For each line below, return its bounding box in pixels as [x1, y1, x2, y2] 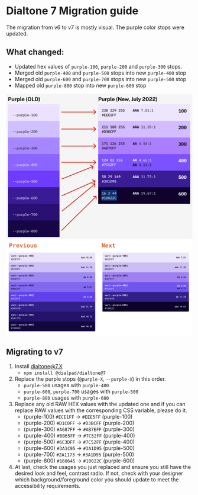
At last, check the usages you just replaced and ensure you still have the [14, 463, 191, 470]
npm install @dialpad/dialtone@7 [23, 370, 106, 376]
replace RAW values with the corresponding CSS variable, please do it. [14, 407, 187, 414]
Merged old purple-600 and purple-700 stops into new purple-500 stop [14, 75, 187, 82]
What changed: [6, 47, 64, 57]
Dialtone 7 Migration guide [6, 4, 139, 18]
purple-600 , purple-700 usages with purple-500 [23, 388, 139, 395]
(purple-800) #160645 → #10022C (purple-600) [23, 457, 135, 464]
